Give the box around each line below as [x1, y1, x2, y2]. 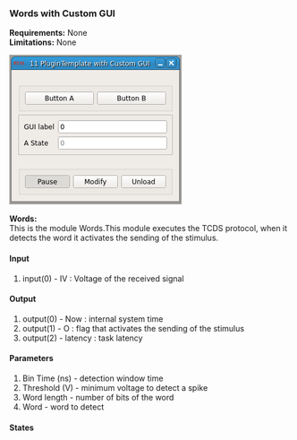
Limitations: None [9, 37, 77, 47]
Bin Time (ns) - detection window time [21, 373, 164, 384]
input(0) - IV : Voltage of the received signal [21, 272, 185, 284]
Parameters [9, 353, 54, 364]
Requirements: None [9, 28, 88, 39]
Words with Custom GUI [9, 7, 116, 20]
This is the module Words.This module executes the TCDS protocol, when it [9, 223, 288, 234]
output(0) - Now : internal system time [21, 313, 164, 324]
